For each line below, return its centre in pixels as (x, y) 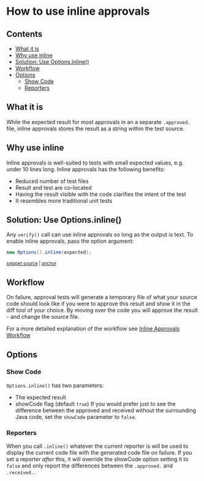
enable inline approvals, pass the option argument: (70, 241)
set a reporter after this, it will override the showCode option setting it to (97, 459)
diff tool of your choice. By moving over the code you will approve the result (102, 310)
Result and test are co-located (53, 187)
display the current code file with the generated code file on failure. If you (99, 453)
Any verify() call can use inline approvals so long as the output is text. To (100, 235)
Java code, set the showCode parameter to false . (76, 416)
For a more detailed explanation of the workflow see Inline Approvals (93, 329)
